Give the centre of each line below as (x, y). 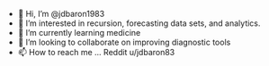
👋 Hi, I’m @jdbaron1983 (61, 14)
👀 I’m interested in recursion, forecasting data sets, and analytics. (139, 23)
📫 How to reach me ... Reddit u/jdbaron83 (96, 52)
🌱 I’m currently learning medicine (79, 33)
